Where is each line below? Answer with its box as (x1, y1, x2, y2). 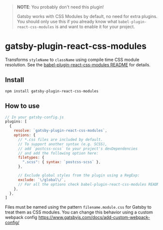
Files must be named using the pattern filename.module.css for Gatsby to (5, 204, 152, 210)
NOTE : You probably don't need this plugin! (16, 4, 104, 10)
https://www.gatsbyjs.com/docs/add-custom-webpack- (38, 215, 150, 220)
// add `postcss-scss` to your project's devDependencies (17, 146, 138, 151)
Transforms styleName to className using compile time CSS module (5, 57, 140, 62)
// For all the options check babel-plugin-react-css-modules (17, 182, 147, 187)
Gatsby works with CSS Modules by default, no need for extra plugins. (16, 14, 158, 19)
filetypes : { (17, 155, 45, 160)
